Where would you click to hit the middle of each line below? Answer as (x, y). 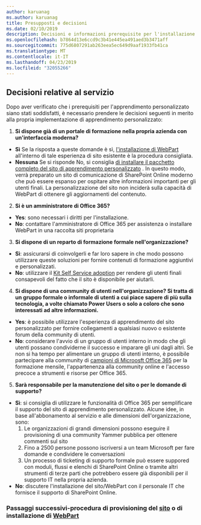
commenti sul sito (46, 441)
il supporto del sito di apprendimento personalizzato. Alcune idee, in (99, 409)
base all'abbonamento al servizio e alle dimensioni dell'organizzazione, (103, 416)
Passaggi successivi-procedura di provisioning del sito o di (94, 508)
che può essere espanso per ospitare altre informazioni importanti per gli (105, 181)
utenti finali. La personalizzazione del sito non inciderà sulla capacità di (103, 188)
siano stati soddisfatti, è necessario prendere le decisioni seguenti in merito (100, 113)
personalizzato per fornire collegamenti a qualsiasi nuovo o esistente (100, 329)
